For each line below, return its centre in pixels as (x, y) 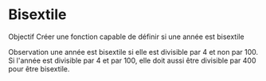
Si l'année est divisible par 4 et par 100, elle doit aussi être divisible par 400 (132, 60)
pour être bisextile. (39, 68)
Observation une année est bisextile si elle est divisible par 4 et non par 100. (133, 52)
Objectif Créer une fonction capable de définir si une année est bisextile (126, 37)
